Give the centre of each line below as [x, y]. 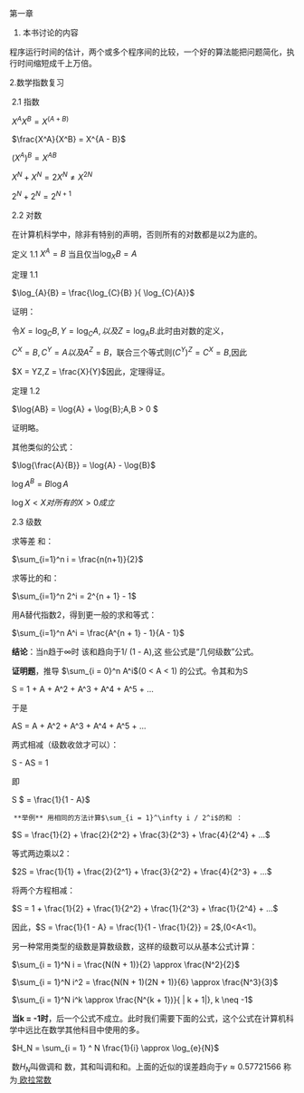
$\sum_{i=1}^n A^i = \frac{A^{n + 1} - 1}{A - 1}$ [98, 633]
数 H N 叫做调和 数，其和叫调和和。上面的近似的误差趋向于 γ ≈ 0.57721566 [147, 1068]
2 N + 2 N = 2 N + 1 [42, 195]
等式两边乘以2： [42, 854]
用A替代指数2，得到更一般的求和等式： [84, 615]
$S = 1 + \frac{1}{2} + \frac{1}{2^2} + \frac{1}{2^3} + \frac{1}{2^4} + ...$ [145, 909]
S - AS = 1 [30, 763]
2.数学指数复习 [37, 83]
